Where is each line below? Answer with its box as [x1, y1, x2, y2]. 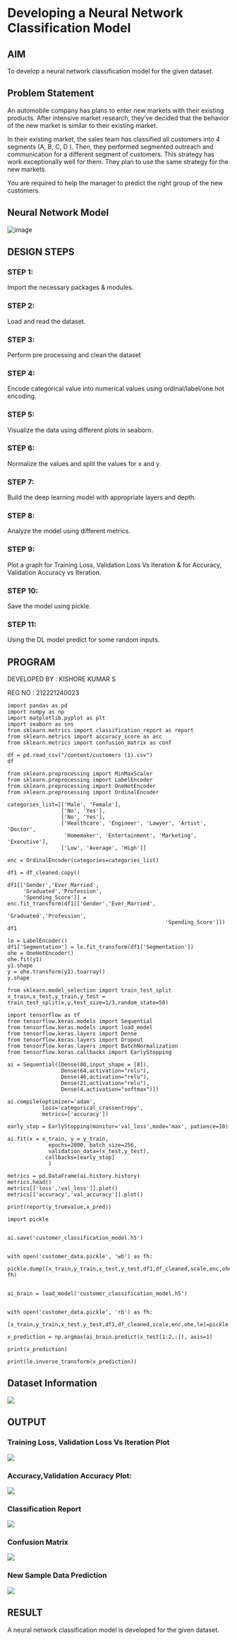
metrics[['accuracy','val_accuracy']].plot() [7, 1191, 143, 1198]
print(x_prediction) [7, 1346, 68, 1353]
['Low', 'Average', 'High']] [61, 845, 147, 852]
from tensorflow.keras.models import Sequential [7, 1018, 153, 1025]
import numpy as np [7, 709, 65, 716]
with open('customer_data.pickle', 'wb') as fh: [7, 1253, 153, 1260]
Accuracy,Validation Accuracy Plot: [7, 1471, 132, 1480]
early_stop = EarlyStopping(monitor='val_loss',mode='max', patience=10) [7, 1123, 229, 1130]
